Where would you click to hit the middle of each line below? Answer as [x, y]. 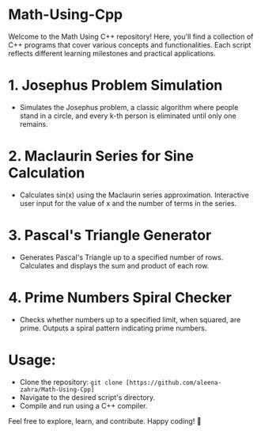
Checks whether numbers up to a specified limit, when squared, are [130, 319]
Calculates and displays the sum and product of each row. [114, 265]
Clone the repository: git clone [71, 382]
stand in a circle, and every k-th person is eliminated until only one [128, 116]
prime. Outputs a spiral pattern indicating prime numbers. [113, 328]
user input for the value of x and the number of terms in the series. [128, 203]
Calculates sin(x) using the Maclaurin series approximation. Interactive [134, 195]
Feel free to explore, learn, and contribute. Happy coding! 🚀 [105, 421]
